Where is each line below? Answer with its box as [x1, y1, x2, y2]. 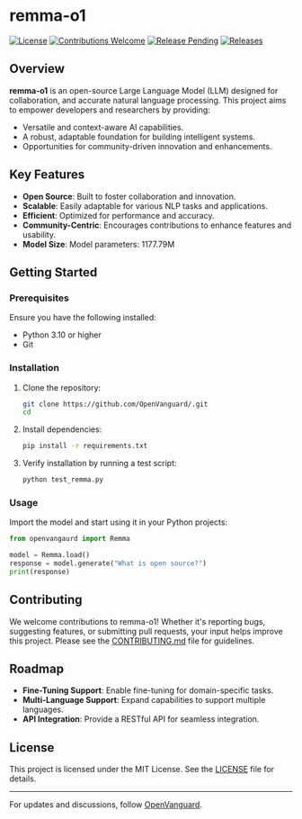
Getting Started [9, 265, 98, 280]
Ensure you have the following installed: [9, 312, 157, 323]
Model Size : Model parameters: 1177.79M [22, 238, 175, 249]
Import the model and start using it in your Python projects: [9, 517, 227, 527]
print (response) [9, 567, 70, 576]
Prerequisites [9, 292, 69, 304]
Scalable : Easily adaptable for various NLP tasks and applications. [22, 200, 268, 211]
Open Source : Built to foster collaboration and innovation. [22, 191, 236, 202]
